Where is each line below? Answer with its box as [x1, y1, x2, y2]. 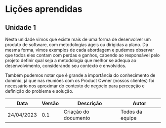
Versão [41, 100, 59, 107]
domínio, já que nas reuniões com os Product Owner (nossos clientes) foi [5, 78, 155, 83]
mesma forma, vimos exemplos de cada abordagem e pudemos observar [5, 47, 155, 53]
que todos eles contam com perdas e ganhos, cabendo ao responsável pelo [5, 52, 160, 58]
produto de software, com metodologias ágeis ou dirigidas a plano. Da [5, 42, 148, 48]
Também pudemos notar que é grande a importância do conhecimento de [5, 72, 156, 78]
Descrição [77, 100, 102, 107]
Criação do [63, 108, 89, 115]
